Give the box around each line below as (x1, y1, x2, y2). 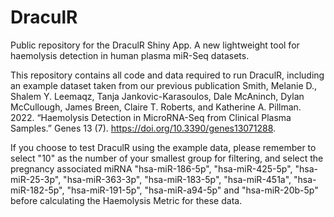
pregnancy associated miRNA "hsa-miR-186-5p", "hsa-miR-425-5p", (10, 162, 293, 175)
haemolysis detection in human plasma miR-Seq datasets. (10, 49, 250, 61)
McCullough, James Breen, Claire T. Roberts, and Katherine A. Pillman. (10, 101, 302, 113)
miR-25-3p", (10, 173, 62, 185)
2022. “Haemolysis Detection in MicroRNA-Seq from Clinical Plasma (10, 111, 292, 123)
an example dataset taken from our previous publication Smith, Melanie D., (10, 79, 318, 91)
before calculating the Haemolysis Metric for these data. (10, 194, 243, 206)
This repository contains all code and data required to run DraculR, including (10, 69, 325, 81)
